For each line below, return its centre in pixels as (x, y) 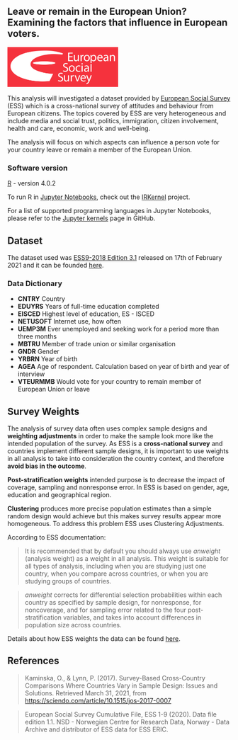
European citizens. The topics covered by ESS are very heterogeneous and (117, 113)
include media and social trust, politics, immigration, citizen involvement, (113, 120)
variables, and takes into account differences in (132, 617)
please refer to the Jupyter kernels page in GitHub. (81, 218)
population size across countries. (73, 625)
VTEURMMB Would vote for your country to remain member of (109, 382)
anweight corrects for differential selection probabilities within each (123, 595)
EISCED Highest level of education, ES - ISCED (86, 314)
